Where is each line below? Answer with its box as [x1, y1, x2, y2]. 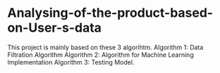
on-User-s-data [7, 20, 102, 36]
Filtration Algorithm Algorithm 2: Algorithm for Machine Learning [7, 51, 194, 59]
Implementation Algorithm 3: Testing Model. [7, 58, 135, 66]
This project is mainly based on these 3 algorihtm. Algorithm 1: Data [7, 43, 204, 51]
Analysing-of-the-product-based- [7, 5, 214, 21]
